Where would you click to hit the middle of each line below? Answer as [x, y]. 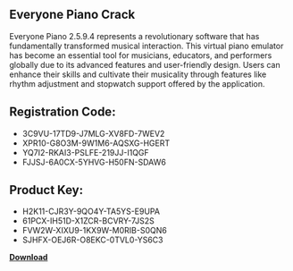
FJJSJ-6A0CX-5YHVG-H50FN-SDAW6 [94, 162]
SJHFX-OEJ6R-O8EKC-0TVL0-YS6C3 [92, 240]
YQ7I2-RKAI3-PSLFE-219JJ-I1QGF [85, 152]
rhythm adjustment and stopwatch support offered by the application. [137, 83]
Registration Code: [63, 112]
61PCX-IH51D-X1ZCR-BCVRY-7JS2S [88, 221]
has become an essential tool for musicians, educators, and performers [141, 55]
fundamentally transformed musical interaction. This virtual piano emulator [146, 46]
